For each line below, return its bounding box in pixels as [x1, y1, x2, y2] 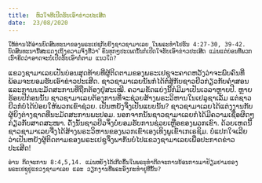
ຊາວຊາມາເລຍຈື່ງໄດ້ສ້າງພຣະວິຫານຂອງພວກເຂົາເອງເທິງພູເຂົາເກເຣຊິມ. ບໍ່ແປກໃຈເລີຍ [8, 126, 249, 136]
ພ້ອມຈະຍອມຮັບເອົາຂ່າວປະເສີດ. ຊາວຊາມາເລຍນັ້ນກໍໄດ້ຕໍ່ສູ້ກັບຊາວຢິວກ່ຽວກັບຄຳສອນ [8, 76, 249, 86]
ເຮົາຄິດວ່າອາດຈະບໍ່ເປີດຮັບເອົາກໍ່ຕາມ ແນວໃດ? [8, 54, 117, 62]
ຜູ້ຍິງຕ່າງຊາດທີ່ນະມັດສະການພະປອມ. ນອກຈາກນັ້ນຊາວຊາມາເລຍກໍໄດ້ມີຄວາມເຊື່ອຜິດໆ [8, 109, 255, 119]
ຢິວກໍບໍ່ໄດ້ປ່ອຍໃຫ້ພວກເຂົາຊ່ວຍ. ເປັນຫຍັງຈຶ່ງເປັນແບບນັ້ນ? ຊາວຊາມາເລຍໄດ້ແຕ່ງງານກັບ [8, 101, 253, 111]
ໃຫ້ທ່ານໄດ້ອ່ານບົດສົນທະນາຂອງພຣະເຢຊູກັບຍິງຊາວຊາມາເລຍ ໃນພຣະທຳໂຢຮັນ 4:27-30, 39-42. [8, 40, 246, 48]
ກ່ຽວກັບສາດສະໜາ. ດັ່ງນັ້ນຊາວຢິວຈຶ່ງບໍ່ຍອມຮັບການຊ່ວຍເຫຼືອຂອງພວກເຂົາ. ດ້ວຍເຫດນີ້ [8, 118, 253, 127]
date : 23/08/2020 [8, 19, 68, 27]
